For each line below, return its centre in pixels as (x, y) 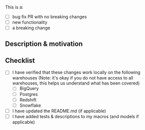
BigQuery (29, 88)
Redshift (28, 100)
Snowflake (30, 105)
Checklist (20, 61)
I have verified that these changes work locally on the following (76, 72)
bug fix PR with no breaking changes (49, 17)
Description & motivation (44, 44)
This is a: (14, 7)
